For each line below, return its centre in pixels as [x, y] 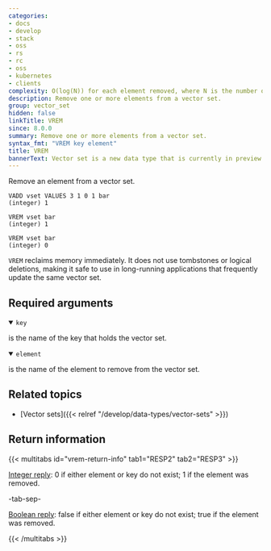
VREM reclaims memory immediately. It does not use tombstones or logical [130, 261]
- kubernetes [30, 76]
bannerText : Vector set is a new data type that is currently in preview [135, 158]
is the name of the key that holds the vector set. [88, 338]
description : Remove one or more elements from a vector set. [115, 98]
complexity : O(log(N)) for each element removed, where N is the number [133, 91]
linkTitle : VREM [35, 121]
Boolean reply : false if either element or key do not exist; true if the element [134, 514]
